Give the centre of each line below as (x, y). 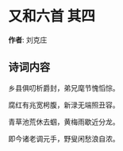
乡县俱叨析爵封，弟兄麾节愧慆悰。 (64, 87)
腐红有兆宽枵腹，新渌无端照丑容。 (64, 105)
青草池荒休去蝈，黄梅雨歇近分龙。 (64, 122)
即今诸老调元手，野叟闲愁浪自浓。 (64, 138)
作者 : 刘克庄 (28, 40)
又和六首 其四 (52, 16)
